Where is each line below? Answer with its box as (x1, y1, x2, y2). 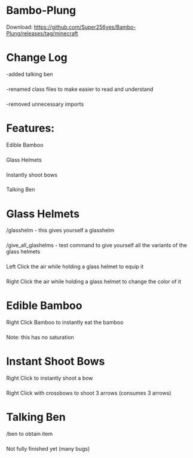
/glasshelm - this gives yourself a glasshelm (6, 227, 115, 234)
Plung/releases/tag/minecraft (6, 29, 78, 37)
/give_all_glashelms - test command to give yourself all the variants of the (6, 242, 187, 249)
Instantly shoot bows (6, 171, 58, 178)
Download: (6, 23, 33, 31)
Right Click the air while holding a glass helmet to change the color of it (6, 278, 182, 285)
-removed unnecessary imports (6, 100, 84, 108)
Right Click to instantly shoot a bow (6, 374, 93, 381)
